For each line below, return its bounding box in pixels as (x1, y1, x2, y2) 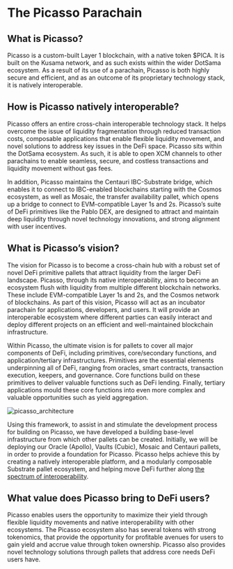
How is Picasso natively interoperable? (7, 101, 179, 113)
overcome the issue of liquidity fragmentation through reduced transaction (7, 127, 221, 135)
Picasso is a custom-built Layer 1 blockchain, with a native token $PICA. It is (7, 51, 225, 59)
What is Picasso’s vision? (7, 242, 120, 254)
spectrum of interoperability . (7, 472, 89, 480)
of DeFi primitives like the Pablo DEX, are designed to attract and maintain (7, 207, 219, 216)
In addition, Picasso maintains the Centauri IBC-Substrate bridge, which (7, 177, 213, 186)
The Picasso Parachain (7, 5, 143, 21)
